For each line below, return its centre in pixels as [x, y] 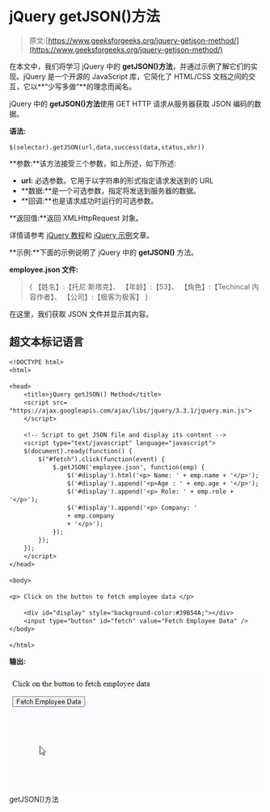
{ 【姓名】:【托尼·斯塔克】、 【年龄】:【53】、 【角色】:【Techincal [139, 286]
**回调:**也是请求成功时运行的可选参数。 [89, 201]
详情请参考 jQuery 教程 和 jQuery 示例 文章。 [82, 235]
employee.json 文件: [44, 269]
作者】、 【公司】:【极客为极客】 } [92, 297]
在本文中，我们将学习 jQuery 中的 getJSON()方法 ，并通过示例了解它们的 [130, 66]
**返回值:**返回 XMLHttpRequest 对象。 [76, 218]
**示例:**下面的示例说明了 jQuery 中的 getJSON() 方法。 [104, 252]
